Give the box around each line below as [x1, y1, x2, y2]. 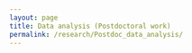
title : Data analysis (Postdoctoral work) [9, 22, 171, 31]
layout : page [9, 13, 59, 22]
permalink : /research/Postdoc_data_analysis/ [9, 30, 183, 39]
